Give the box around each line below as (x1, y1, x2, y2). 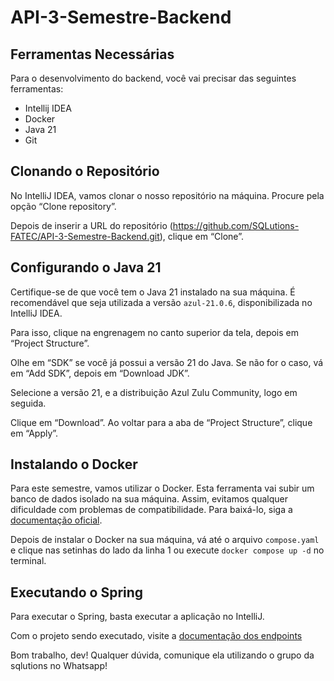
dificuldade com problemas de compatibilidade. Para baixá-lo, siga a (10, 504, 293, 516)
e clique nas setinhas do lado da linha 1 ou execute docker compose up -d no (10, 544, 325, 556)
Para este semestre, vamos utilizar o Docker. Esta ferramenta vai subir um (10, 482, 315, 495)
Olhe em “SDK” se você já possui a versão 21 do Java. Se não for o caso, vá (10, 356, 324, 368)
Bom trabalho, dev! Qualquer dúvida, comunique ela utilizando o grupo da (10, 649, 315, 661)
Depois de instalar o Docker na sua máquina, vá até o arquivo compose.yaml (10, 534, 320, 546)
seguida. (10, 397, 47, 409)
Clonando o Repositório (10, 163, 160, 180)
